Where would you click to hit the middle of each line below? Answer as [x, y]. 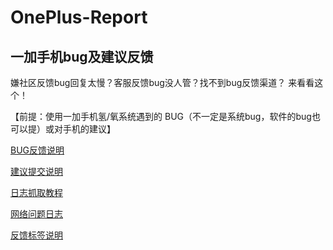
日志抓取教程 [36, 192]
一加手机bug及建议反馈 [82, 56]
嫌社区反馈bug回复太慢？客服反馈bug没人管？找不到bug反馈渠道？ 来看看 [162, 82]
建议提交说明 [36, 171]
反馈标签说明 [36, 235]
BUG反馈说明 [37, 150]
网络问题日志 [36, 214]
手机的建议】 [89, 129]
